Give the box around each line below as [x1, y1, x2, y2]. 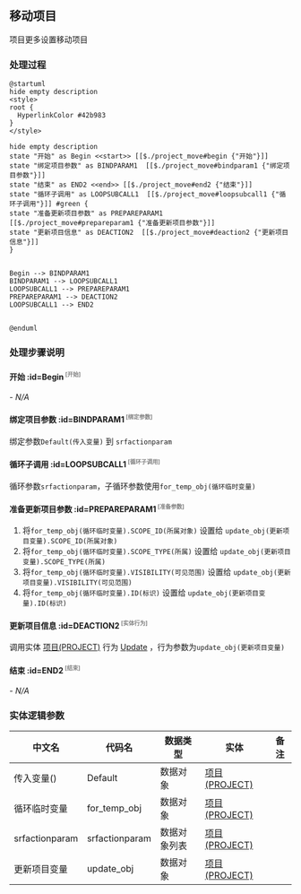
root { [9, 103, 34, 112]
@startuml [9, 80, 47, 89]
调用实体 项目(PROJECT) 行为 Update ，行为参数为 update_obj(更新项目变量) [9, 642, 285, 653]
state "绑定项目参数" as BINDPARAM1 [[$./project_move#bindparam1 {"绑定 [9, 161, 284, 170]
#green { [56, 200, 89, 209]
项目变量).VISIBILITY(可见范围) [21, 578, 133, 587]
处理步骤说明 [9, 346, 65, 359]
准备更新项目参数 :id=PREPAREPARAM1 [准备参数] [9, 503, 185, 514]
